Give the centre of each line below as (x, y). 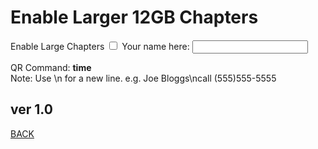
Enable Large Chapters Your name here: (100, 46)
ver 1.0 (31, 109)
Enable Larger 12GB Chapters (134, 17)
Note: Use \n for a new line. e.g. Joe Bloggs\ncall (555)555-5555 (143, 78)
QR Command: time (51, 67)
